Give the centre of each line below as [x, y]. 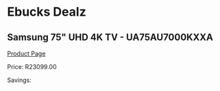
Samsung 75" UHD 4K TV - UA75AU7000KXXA [110, 37]
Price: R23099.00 [32, 67]
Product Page [26, 53]
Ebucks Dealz [47, 12]
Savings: [20, 80]
